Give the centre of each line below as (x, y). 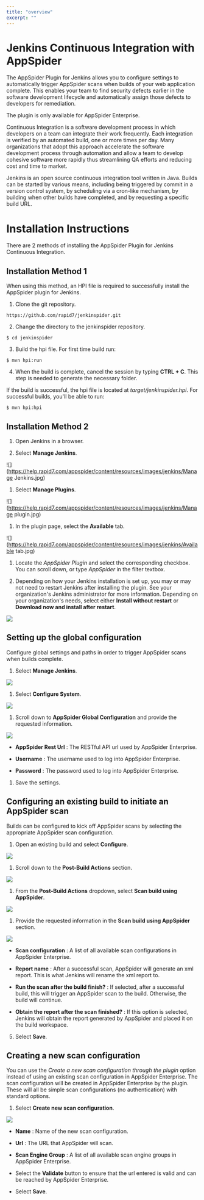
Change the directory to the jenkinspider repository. (80, 327)
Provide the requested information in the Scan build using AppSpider (103, 920)
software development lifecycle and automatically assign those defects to (99, 97)
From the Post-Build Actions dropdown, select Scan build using (96, 891)
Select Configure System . (48, 694)
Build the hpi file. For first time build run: (65, 349)
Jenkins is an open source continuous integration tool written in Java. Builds (102, 178)
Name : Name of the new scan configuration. (72, 1131)
